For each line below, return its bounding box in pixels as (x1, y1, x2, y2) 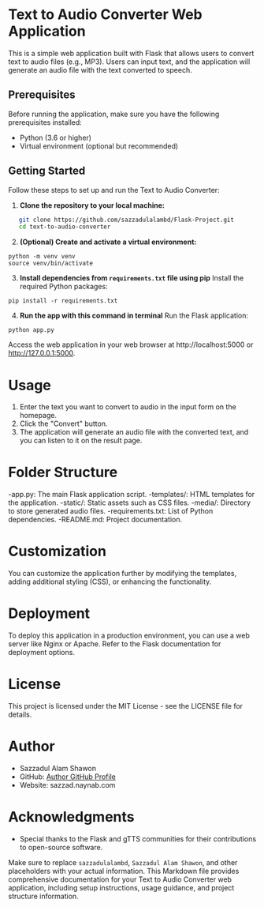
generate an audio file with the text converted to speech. (8, 65, 192, 74)
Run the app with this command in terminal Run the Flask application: (19, 310, 248, 321)
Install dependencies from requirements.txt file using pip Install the (19, 273, 244, 283)
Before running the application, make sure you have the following (8, 109, 220, 119)
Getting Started (8, 164, 86, 178)
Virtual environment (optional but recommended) (19, 141, 179, 151)
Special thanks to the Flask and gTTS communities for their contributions (19, 834, 257, 843)
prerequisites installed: (8, 117, 83, 127)
